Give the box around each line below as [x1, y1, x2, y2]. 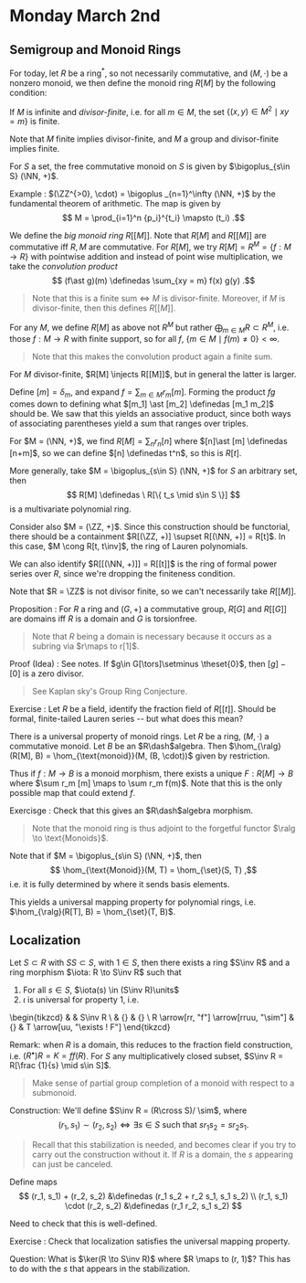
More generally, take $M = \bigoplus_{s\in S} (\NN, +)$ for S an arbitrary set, [9, 465, 298, 476]
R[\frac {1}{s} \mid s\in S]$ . [9, 1060, 112, 1071]
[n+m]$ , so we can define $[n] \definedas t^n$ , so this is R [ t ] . [9, 448, 242, 459]
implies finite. [9, 143, 60, 154]
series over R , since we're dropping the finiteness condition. [9, 568, 236, 579]
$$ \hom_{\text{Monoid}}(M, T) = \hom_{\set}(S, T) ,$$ [49, 864, 258, 875]
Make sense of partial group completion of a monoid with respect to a [31, 1077, 295, 1088]
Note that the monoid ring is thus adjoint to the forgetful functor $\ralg [31, 823, 296, 834]
